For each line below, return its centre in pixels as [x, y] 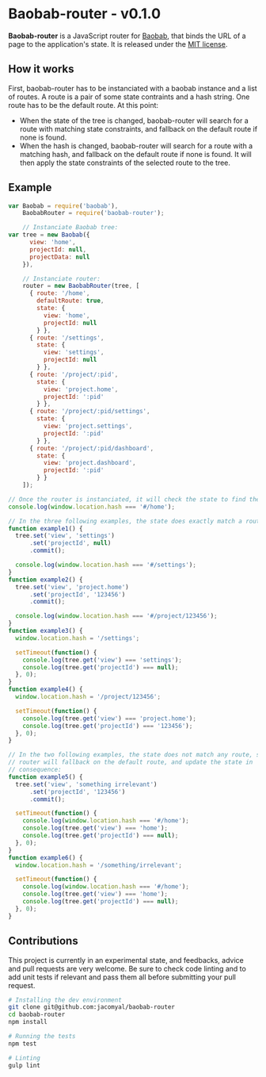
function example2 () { [46, 580]
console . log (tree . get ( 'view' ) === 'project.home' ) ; [109, 719]
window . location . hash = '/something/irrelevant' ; [99, 865]
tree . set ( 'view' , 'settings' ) [65, 536]
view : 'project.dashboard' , [89, 463]
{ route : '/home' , [59, 293]
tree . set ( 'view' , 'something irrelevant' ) [86, 784]
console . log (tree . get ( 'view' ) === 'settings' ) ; [102, 660]
